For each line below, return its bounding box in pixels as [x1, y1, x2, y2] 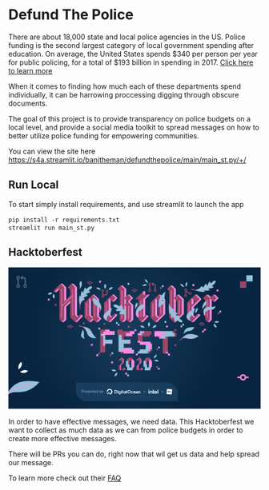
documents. [8, 98, 48, 108]
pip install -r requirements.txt [8, 216, 120, 224]
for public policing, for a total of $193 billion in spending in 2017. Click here [8, 58, 254, 67]
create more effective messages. [8, 434, 118, 444]
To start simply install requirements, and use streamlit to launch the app [8, 199, 244, 209]
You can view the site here [8, 146, 96, 156]
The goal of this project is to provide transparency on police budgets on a [8, 114, 251, 123]
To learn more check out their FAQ [8, 473, 122, 483]
